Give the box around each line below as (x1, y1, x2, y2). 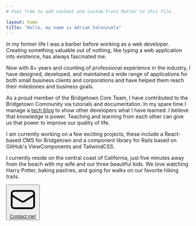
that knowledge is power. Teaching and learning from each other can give (6, 113, 184, 120)
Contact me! (9, 213, 36, 220)
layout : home (6, 19, 38, 25)
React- (164, 131, 181, 138)
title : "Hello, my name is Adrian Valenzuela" (6, 25, 122, 30)
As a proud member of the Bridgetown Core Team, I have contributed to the (6, 94, 188, 101)
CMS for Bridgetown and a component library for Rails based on (22, 137, 177, 144)
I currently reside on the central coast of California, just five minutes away (6, 155, 184, 162)
